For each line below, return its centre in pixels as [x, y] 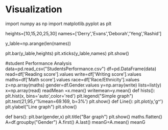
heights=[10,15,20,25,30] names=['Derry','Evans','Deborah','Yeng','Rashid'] [83, 33]
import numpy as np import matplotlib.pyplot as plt [58, 24]
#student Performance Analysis [39, 63]
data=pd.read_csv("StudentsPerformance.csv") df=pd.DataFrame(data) [81, 69]
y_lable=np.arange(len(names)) [38, 43]
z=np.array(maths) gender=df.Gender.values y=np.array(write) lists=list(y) [83, 85]
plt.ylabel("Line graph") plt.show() [41, 106]
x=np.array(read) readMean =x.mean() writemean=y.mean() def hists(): [80, 90]
